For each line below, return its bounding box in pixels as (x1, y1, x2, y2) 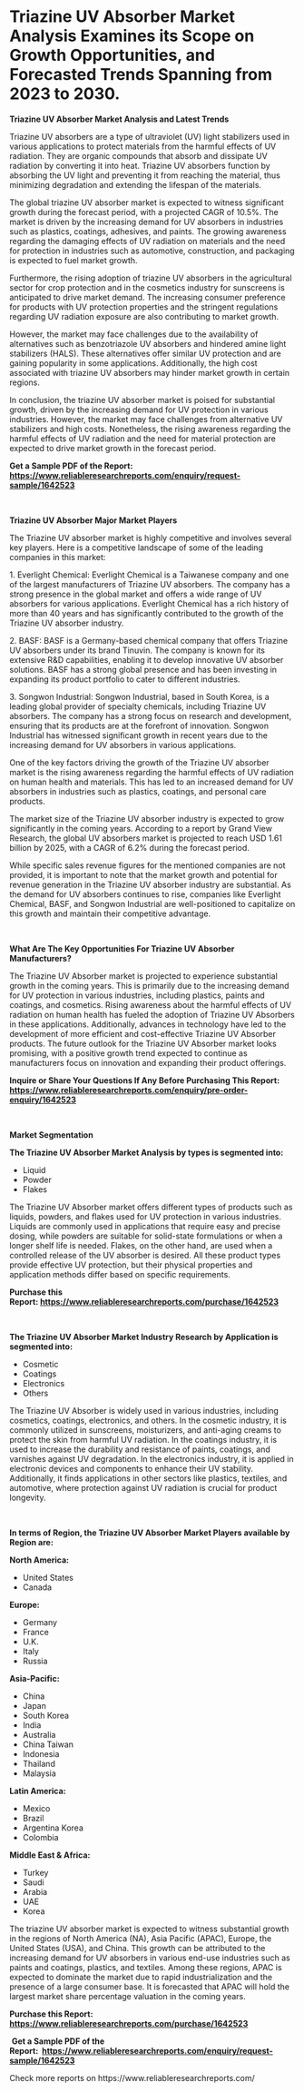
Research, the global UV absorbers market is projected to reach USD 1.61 (9, 833, 283, 844)
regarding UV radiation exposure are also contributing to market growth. (9, 311, 279, 321)
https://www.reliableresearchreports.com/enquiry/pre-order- (9, 1084, 249, 1095)
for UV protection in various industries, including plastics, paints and (9, 990, 265, 1001)
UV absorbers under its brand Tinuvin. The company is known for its (9, 645, 266, 656)
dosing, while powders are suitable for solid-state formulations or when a (9, 1230, 283, 1241)
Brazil (22, 1812, 44, 1823)
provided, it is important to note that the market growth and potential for (9, 869, 279, 880)
